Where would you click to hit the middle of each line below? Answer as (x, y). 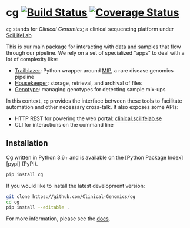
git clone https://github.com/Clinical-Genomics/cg (71, 196)
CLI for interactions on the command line (64, 124)
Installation (27, 143)
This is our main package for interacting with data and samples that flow (94, 47)
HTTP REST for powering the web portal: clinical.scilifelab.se (88, 118)
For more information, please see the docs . (58, 219)
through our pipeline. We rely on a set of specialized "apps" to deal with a (95, 52)
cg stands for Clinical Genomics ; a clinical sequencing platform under (90, 29)
